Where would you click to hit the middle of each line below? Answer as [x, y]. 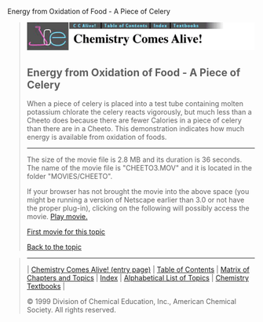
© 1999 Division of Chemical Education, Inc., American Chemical [131, 302]
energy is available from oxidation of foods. [97, 137]
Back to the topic [54, 247]
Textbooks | [46, 287]
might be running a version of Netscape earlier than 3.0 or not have [135, 200]
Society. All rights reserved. [71, 310]
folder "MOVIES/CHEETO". [69, 177]
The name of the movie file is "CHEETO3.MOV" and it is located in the [139, 168]
